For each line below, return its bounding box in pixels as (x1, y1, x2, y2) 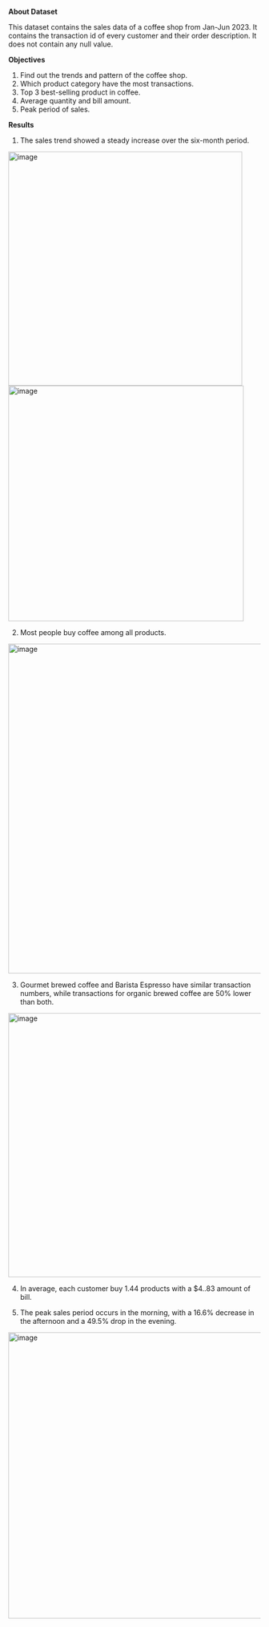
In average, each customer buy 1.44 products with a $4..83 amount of (19, 1284, 251, 1293)
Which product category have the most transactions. (19, 79, 195, 88)
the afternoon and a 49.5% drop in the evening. (19, 1317, 177, 1325)
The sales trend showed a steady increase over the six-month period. (19, 136, 250, 145)
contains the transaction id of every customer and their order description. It (8, 31, 257, 40)
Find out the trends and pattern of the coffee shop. (19, 71, 188, 79)
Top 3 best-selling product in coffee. (19, 87, 141, 97)
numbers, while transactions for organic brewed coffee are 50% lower (19, 989, 252, 998)
